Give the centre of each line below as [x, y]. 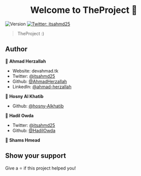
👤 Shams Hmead [23, 140]
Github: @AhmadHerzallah [40, 81]
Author [16, 49]
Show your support [36, 156]
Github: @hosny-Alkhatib [38, 106]
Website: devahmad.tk [35, 71]
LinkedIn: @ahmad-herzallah [42, 87]
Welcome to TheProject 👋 [84, 10]
